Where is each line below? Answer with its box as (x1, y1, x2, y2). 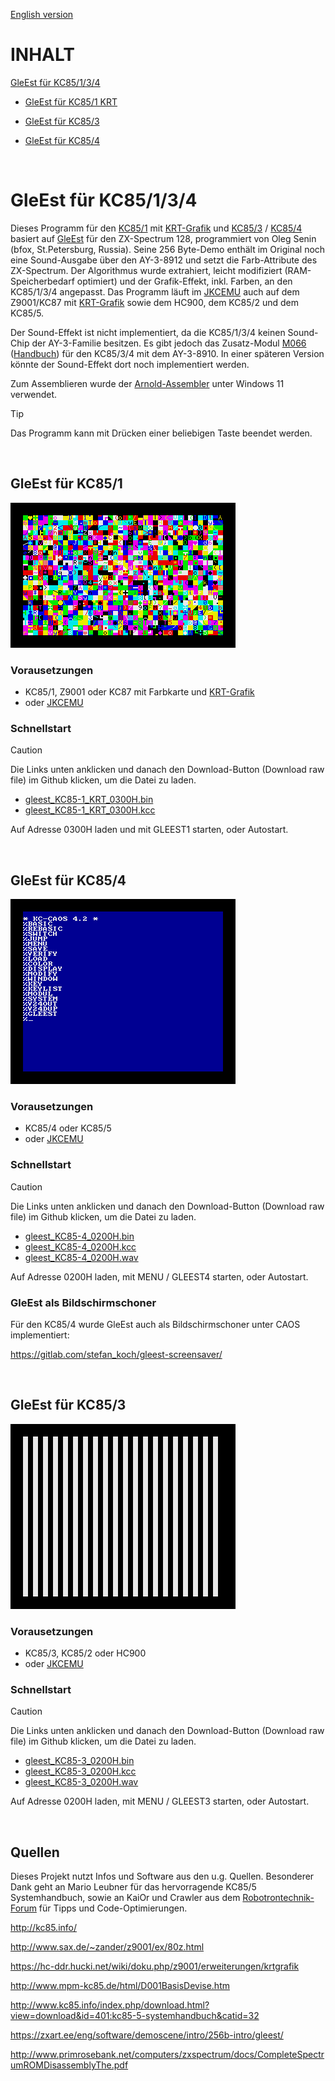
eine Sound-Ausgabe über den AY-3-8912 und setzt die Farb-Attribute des (10, 254, 318, 266)
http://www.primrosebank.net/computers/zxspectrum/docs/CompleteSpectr (10, 2049, 325, 2061)
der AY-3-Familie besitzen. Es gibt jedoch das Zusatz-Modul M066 (31, 337, 307, 349)
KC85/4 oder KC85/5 (24, 1122, 112, 1134)
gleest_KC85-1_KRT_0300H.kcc (24, 804, 156, 816)
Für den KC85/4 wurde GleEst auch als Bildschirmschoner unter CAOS (10, 1318, 301, 1330)
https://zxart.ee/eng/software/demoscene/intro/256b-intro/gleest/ (10, 2029, 284, 2041)
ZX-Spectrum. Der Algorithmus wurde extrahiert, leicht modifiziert (10, 264, 283, 276)
